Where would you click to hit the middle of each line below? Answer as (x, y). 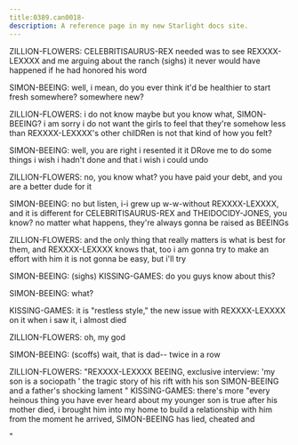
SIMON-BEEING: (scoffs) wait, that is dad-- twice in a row (115, 354)
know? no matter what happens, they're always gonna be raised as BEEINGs (149, 222)
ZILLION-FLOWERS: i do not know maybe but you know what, (122, 114)
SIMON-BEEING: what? (52, 293)
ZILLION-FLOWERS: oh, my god (68, 337)
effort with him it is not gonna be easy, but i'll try (98, 258)
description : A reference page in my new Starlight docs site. (129, 26)
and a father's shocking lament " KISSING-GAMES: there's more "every (140, 390)
